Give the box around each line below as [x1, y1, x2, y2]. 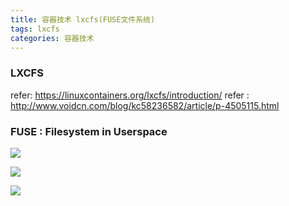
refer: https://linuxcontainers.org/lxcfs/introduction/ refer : [10, 89, 250, 101]
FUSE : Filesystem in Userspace [10, 124, 168, 138]
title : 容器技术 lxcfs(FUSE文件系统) [10, 14, 156, 25]
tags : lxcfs [10, 24, 60, 34]
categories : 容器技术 [10, 33, 95, 43]
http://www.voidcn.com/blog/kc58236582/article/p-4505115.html [10, 99, 280, 111]
